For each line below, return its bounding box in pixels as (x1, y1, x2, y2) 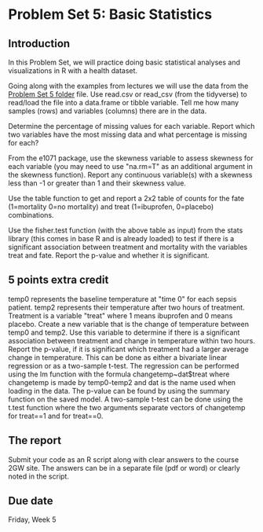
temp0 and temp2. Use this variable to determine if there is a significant (8, 328, 240, 337)
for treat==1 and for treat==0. (8, 411, 104, 420)
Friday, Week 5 (8, 515, 57, 524)
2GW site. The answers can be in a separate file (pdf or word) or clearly (8, 463, 241, 472)
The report (8, 434, 61, 447)
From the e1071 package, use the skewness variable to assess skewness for (8, 153, 254, 163)
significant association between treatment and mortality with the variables (8, 242, 248, 251)
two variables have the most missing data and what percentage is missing (8, 130, 247, 139)
